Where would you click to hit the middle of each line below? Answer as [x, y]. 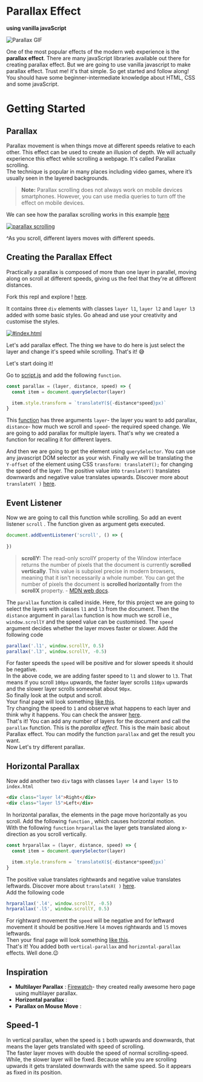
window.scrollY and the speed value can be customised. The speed [90, 622]
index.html [20, 787]
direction [17, 834]
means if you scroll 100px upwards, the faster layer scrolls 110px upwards [97, 683]
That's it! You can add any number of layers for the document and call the [98, 721]
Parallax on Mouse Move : [48, 1006]
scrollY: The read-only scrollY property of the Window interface [101, 558]
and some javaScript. [33, 84]
